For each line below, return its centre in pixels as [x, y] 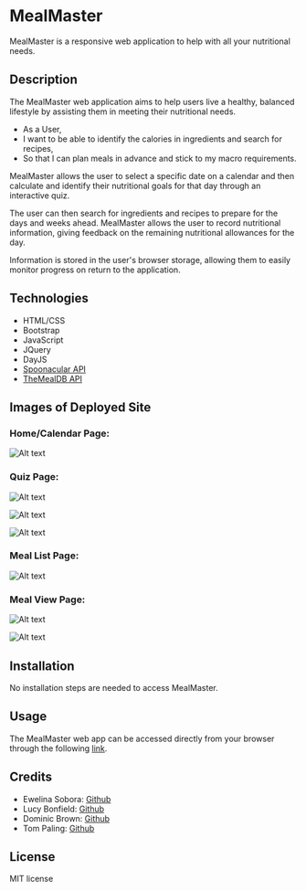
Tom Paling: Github [58, 828]
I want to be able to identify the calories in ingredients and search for [153, 139]
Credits [31, 777]
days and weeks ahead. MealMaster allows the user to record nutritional [145, 223]
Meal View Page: [47, 599]
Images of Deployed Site [80, 407]
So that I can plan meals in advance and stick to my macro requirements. [159, 158]
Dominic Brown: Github [66, 818]
